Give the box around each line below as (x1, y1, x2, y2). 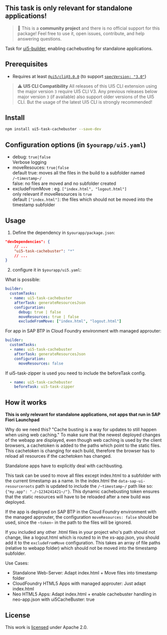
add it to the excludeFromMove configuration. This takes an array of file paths (5, 540, 161, 546)
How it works (5, 398, 47, 407)
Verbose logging (12, 159, 47, 165)
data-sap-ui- (118, 479, 146, 484)
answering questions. (17, 36, 62, 42)
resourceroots (5, 484, 35, 489)
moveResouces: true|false (12, 165, 69, 171)
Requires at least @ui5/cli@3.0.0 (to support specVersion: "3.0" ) (12, 73, 147, 79)
